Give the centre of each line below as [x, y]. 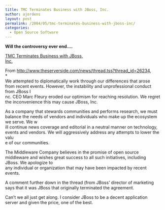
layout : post [18, 19]
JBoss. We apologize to [29, 163]
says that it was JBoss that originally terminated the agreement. [70, 188]
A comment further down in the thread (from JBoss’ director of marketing [80, 183]
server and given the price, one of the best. [49, 202]
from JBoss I [18, 92]
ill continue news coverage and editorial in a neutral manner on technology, [81, 127]
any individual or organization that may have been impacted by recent [76, 168]
